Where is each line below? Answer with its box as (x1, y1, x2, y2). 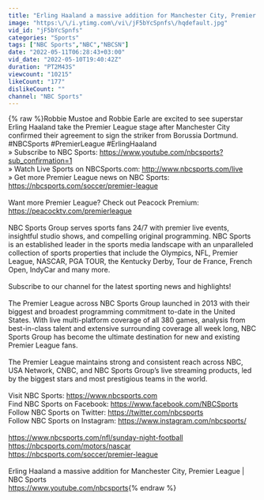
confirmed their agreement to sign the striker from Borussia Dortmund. (8, 131, 239, 141)
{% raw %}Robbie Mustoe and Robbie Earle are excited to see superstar (8, 114, 243, 123)
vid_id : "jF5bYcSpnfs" (8, 26, 83, 34)
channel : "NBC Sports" (8, 92, 83, 100)
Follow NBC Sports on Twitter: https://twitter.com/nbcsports (8, 408, 204, 417)
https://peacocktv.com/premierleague (8, 206, 132, 216)
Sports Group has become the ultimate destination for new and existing (8, 333, 240, 342)
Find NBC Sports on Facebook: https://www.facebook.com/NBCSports (8, 400, 239, 409)
